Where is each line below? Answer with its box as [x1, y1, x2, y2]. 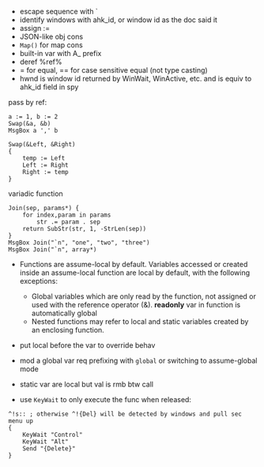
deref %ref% [19, 57, 62, 66]
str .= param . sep [36, 218, 101, 226]
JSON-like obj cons [19, 32, 84, 41]
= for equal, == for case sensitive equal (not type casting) [19, 66, 208, 74]
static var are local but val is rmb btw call [19, 379, 154, 389]
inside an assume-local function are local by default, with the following [19, 268, 251, 277]
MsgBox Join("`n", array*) [8, 246, 97, 254]
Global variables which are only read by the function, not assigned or [31, 292, 257, 301]
